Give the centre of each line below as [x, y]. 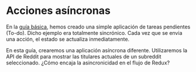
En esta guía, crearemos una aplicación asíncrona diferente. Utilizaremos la [97, 50]
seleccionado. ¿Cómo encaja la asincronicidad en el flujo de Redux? [88, 63]
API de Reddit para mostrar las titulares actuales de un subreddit [84, 56]
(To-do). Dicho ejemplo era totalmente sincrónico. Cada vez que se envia [94, 33]
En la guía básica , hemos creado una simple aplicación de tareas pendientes [98, 27]
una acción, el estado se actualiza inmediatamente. [68, 39]
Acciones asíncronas [59, 11]
